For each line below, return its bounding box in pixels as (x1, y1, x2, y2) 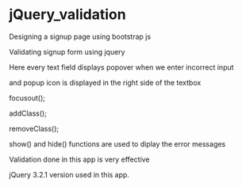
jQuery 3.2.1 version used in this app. (9, 170, 130, 179)
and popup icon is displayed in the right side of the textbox (9, 78, 202, 87)
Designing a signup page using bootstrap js (9, 32, 152, 41)
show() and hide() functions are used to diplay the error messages (9, 139, 226, 148)
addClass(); (9, 109, 47, 118)
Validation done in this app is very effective (9, 155, 150, 164)
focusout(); (9, 93, 46, 102)
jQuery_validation (9, 6, 126, 24)
